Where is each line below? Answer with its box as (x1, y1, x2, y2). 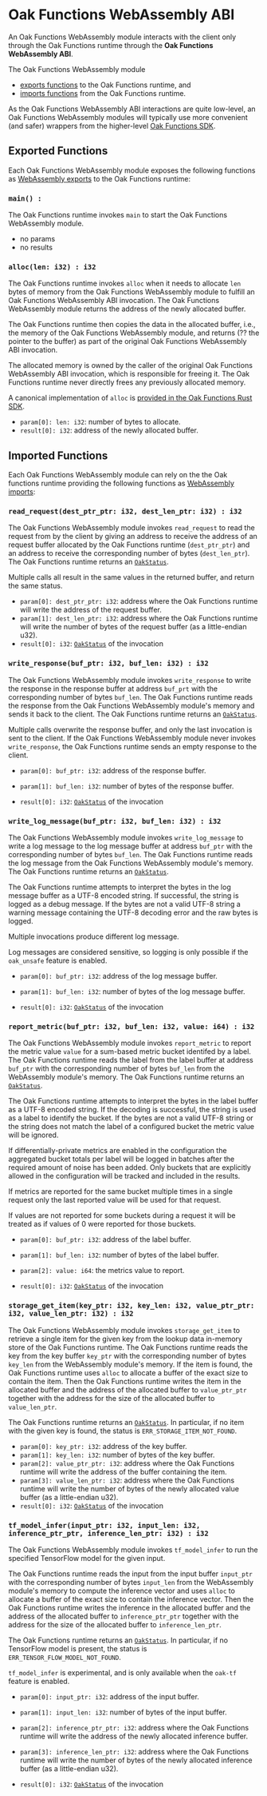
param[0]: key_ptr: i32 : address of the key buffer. (19, 1441, 187, 1451)
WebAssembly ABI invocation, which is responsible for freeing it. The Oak (8, 369, 250, 379)
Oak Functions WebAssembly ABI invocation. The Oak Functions (8, 296, 220, 305)
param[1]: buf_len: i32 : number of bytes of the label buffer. (19, 1250, 219, 1260)
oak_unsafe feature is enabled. (8, 956, 108, 965)
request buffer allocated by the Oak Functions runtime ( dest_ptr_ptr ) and (8, 540, 250, 549)
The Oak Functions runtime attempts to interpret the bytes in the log (8, 882, 231, 892)
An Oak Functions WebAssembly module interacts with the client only (8, 32, 237, 42)
